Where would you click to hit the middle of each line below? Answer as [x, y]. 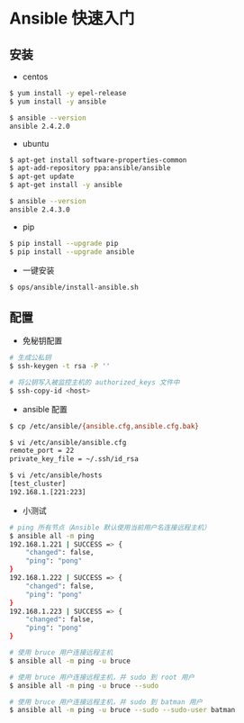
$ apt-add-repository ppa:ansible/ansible [90, 168]
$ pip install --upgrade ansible [72, 252]
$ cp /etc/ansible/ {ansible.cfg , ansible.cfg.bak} [104, 426]
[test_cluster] [38, 484]
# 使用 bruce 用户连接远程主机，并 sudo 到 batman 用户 [106, 702]
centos [35, 77]
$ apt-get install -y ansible [66, 185]
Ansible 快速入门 [72, 18]
